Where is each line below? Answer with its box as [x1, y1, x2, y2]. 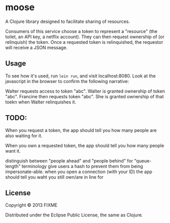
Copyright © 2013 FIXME [5, 202, 57, 208]
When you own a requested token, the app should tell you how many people [5, 142, 164, 149]
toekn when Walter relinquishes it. [5, 99, 77, 105]
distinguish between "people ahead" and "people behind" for [5, 157, 133, 164]
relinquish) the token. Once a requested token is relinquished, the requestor [5, 39, 163, 45]
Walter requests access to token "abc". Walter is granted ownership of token [5, 88, 165, 94]
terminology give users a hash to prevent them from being [21, 163, 143, 169]
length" [5, 163, 21, 169]
